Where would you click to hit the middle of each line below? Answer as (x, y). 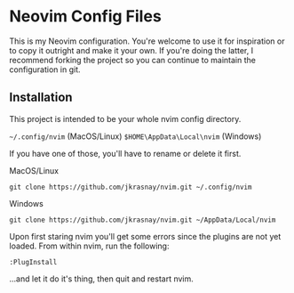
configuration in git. (45, 69)
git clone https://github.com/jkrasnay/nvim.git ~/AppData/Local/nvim (143, 220)
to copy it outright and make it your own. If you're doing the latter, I (131, 50)
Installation (41, 98)
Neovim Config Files (85, 16)
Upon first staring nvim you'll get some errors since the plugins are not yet (145, 236)
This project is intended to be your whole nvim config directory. (125, 118)
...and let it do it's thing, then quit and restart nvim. (101, 279)
